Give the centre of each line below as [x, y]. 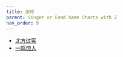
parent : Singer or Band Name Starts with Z [62, 17]
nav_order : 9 [23, 23]
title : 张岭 [20, 12]
